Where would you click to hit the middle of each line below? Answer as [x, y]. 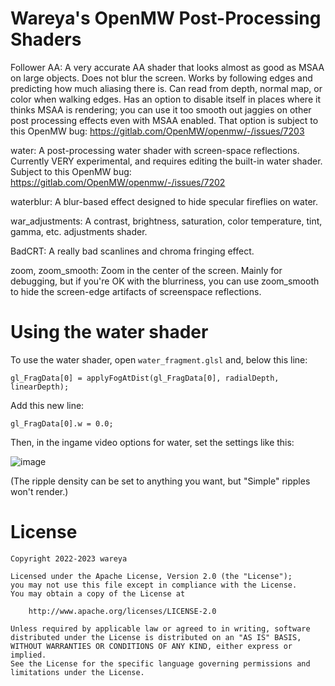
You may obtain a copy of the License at [98, 593]
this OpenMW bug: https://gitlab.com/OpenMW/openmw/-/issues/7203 [157, 131]
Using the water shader [109, 332]
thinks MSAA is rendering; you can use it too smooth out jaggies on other [161, 109]
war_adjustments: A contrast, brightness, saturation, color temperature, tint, [166, 221]
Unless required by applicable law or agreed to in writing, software [160, 628]
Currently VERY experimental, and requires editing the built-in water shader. [166, 161]
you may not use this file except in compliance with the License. [154, 585]
